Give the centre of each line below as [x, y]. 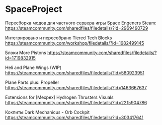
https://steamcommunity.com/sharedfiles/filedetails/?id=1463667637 [76, 87]
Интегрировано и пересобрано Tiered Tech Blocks [59, 38]
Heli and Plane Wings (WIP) [33, 67]
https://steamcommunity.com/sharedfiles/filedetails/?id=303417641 [74, 117]
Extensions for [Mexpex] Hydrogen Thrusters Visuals [59, 97]
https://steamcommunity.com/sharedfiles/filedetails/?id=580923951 [75, 72]
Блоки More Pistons [26, 53]
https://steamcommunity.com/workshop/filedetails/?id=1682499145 [75, 43]
